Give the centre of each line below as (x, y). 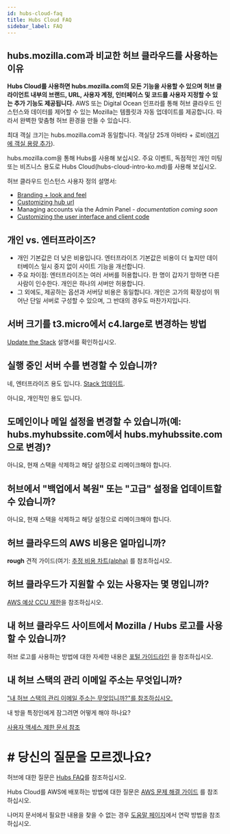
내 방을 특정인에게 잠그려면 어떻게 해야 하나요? (69, 712)
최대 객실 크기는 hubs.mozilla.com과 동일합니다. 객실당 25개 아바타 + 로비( (108, 135)
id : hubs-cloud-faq (35, 13)
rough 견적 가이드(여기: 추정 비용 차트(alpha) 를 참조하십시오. (90, 561)
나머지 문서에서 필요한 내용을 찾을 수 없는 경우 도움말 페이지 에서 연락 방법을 (107, 815)
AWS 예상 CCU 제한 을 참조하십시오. (55, 602)
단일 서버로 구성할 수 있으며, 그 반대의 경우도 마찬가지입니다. (110, 301)
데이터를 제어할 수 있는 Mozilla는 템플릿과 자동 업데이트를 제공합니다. (123, 112)
